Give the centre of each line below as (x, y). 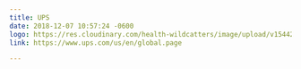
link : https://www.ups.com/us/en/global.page (95, 43)
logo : (19, 34)
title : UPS (30, 17)
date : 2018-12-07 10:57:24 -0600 (72, 26)
